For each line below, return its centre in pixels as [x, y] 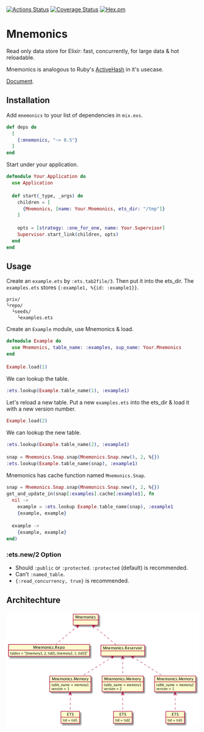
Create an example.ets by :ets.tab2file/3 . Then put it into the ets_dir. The [100, 281]
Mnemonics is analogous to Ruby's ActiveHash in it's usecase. [85, 69]
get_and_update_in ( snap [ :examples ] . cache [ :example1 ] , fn [80, 494]
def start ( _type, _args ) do [48, 196]
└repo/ [15, 306]
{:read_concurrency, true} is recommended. [72, 581]
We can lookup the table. [38, 378]
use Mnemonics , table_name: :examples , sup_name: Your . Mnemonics [97, 348]
